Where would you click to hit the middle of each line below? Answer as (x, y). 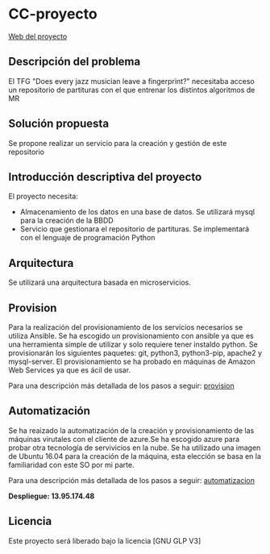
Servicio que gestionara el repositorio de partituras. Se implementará (135, 229)
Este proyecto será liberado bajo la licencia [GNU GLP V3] (105, 540)
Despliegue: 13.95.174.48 (52, 496)
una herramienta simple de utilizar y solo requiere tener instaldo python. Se (133, 344)
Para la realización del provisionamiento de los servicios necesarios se (126, 327)
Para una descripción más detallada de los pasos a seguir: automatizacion (132, 480)
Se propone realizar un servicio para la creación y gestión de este (118, 143)
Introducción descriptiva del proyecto (105, 177)
